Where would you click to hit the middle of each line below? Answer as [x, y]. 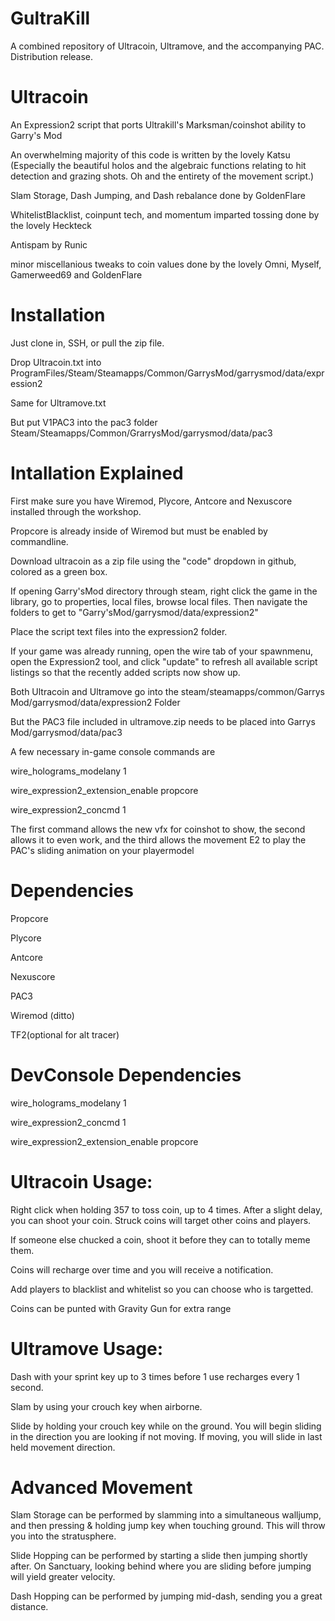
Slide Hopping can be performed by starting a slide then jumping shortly [159, 1556]
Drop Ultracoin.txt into [56, 362]
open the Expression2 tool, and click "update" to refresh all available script [164, 661]
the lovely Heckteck [51, 225]
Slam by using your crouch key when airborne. [106, 1406]
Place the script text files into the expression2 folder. [119, 631]
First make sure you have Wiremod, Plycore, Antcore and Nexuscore [151, 501]
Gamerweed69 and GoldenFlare [76, 274]
